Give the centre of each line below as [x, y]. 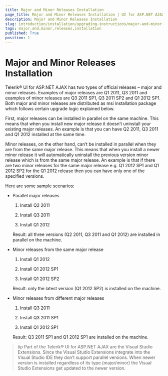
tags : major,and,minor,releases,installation [53, 29]
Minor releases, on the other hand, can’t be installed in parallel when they [81, 144]
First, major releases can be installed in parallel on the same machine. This [82, 118]
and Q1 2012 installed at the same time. [45, 134]
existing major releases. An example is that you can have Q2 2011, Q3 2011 [82, 129]
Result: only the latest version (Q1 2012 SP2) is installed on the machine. [86, 288]
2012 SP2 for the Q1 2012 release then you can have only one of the [75, 171]
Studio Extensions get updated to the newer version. [71, 368]
